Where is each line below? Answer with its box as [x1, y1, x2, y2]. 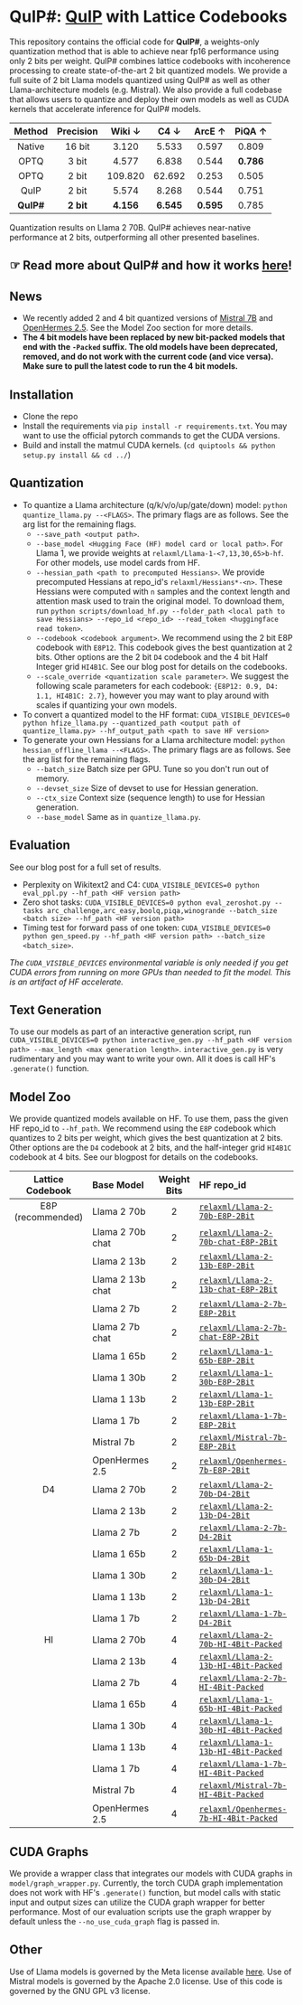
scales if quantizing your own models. [35, 699, 178, 711]
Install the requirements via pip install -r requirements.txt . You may [22, 420, 288, 431]
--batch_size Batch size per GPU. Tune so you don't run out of [35, 763, 269, 774]
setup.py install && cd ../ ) [22, 449, 132, 460]
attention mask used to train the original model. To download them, [35, 595, 285, 607]
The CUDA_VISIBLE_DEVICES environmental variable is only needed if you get [9, 956, 289, 968]
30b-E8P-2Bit [198, 1377, 255, 1388]
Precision [57, 125, 99, 137]
